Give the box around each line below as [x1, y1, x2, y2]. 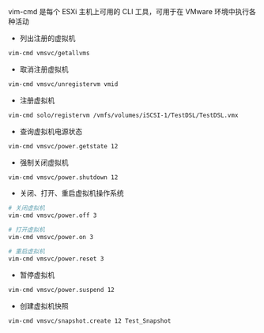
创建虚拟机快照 [19, 301, 69, 310]
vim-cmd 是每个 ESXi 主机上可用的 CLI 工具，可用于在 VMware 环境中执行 [8, 7, 250, 16]
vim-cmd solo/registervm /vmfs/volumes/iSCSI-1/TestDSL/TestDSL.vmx [8, 111, 239, 119]
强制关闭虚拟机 [19, 157, 69, 167]
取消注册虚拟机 [19, 64, 69, 73]
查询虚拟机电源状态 [19, 126, 83, 136]
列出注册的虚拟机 [19, 34, 76, 43]
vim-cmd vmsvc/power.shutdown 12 [8, 173, 119, 181]
